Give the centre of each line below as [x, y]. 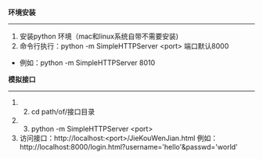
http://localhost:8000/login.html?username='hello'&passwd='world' [129, 147]
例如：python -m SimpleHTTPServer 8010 [87, 63]
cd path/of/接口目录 [63, 112]
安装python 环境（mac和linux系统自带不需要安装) [99, 36]
